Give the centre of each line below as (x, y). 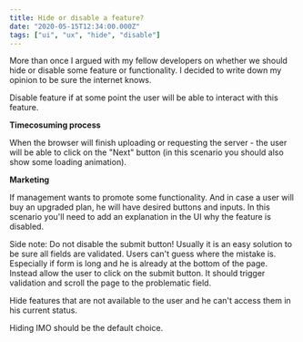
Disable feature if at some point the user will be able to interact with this (144, 98)
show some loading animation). (68, 162)
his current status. (43, 310)
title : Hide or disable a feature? (77, 18)
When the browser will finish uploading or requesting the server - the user (148, 143)
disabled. (26, 227)
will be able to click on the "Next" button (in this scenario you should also (146, 152)
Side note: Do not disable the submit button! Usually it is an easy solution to (151, 244)
